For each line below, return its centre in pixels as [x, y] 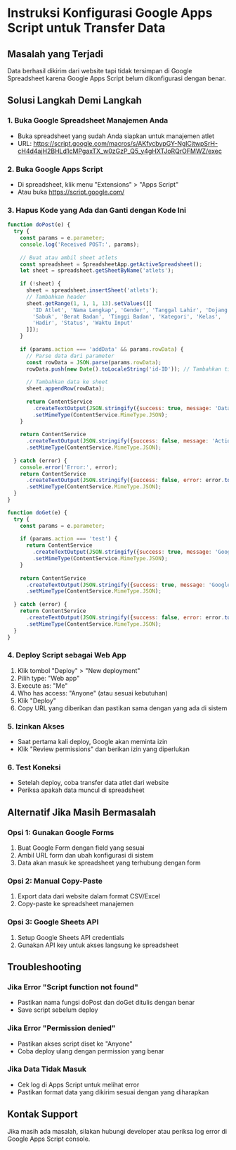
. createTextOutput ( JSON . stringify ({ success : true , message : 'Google [128, 585]
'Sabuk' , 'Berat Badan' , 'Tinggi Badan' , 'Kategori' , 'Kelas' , [127, 316]
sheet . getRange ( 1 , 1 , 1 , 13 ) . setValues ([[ [89, 303]
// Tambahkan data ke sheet [67, 382]
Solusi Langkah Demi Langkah [75, 100]
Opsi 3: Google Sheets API [53, 922]
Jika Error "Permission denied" [61, 1028]
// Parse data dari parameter [70, 356]
